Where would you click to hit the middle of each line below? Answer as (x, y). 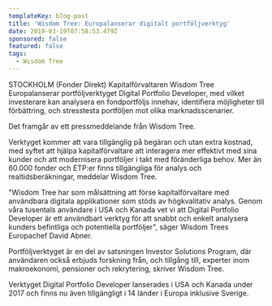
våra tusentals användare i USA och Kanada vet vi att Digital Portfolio (124, 209)
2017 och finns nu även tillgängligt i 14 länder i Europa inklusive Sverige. (129, 293)
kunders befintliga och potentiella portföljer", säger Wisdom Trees (119, 227)
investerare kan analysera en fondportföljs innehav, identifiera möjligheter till (136, 102)
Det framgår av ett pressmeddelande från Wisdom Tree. (102, 126)
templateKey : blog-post (49, 16)
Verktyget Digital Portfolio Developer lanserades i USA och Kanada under (131, 284)
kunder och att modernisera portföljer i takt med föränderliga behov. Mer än (135, 159)
